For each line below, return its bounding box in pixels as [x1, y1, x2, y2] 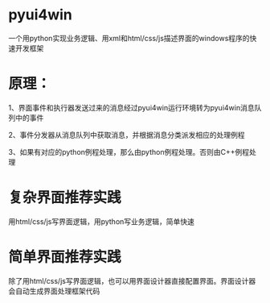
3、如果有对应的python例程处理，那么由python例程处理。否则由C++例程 [8, 147, 250, 156]
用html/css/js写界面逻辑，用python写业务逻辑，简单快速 [8, 216, 195, 226]
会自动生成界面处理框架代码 [8, 286, 100, 296]
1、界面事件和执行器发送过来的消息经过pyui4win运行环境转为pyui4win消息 [8, 102, 255, 112]
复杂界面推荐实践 [8, 189, 122, 207]
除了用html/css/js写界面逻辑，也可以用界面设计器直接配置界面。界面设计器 [8, 276, 256, 285]
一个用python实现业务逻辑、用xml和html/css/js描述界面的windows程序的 [8, 33, 251, 43]
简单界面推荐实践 [8, 248, 122, 266]
